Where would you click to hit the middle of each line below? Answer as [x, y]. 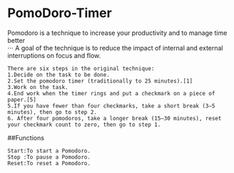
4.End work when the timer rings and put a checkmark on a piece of [111, 93]
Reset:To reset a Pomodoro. [49, 163]
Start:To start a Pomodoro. [49, 151]
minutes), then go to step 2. [52, 112]
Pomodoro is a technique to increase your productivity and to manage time [117, 33]
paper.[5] [22, 100]
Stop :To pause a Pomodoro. [49, 157]
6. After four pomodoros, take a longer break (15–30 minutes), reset [115, 118]
